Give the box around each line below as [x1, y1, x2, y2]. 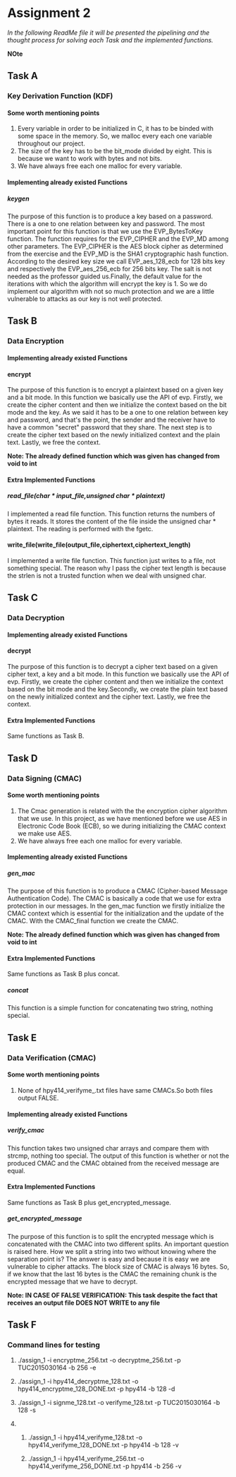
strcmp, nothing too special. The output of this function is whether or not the [7, 1151, 230, 1160]
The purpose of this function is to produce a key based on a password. [7, 212, 213, 220]
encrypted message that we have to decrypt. [7, 1277, 138, 1286]
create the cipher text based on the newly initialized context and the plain [7, 431, 221, 439]
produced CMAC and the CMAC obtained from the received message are [7, 1158, 220, 1167]
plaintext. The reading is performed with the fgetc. [7, 524, 154, 533]
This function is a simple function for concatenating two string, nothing [7, 1004, 213, 1012]
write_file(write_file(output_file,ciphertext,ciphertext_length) [7, 540, 192, 549]
